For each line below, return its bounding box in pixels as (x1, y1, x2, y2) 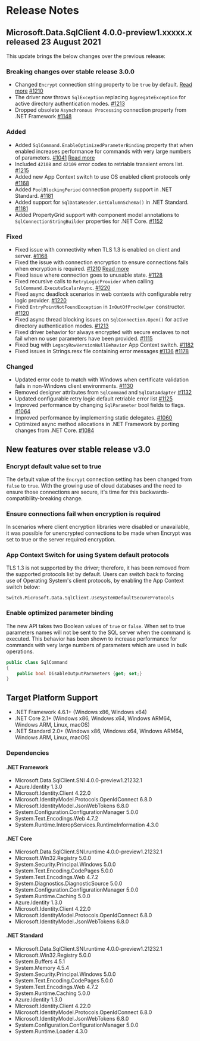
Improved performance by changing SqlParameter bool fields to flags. (14, 402, 186, 409)
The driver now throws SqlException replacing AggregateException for (14, 94, 186, 101)
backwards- (139, 488, 170, 495)
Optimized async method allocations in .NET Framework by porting (14, 421, 180, 428)
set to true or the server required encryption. (6, 536, 116, 543)
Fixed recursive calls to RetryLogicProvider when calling (14, 277, 154, 284)
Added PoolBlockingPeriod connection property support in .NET (14, 186, 173, 193)
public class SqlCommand (6, 659, 68, 665)
